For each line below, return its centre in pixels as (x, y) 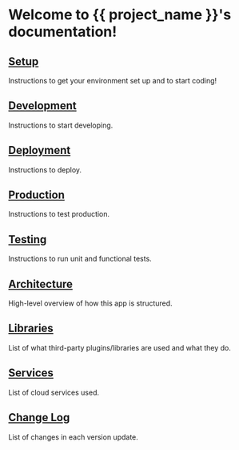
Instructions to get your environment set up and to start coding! (113, 81)
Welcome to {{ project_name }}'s (120, 15)
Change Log (39, 418)
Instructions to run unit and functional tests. (80, 259)
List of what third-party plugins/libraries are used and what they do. (120, 347)
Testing (28, 239)
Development (43, 106)
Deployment (40, 150)
